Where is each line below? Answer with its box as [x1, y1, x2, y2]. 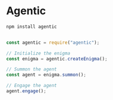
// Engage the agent [6, 83, 58, 89]
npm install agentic [6, 24, 58, 30]
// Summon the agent [6, 66, 58, 72]
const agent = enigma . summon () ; [6, 72, 86, 78]
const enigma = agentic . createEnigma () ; [6, 56, 108, 62]
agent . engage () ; [6, 88, 46, 94]
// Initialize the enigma [6, 50, 70, 56]
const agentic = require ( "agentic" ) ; [6, 40, 100, 46]
